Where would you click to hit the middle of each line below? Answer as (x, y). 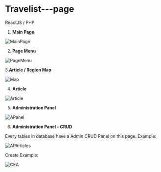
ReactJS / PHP (20, 22)
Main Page (23, 32)
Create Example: (22, 155)
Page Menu (24, 51)
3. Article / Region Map (28, 70)
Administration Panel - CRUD (42, 127)
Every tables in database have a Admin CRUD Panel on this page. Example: (81, 136)
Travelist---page (40, 9)
